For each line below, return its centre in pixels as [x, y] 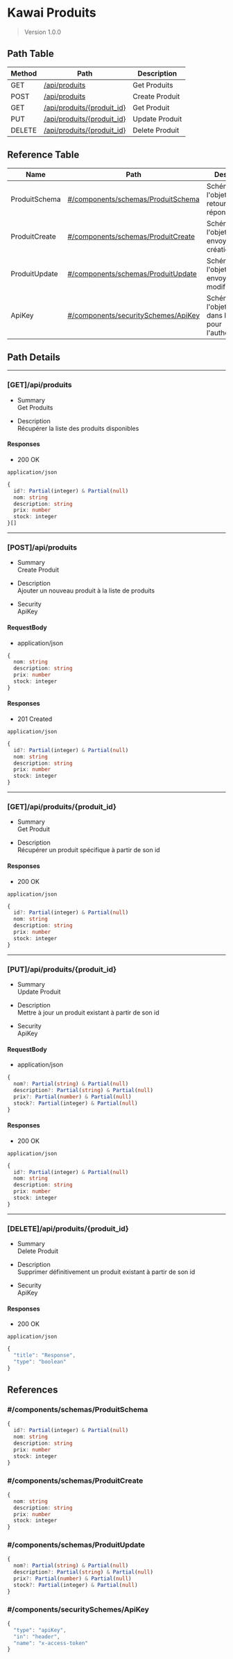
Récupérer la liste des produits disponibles [78, 428]
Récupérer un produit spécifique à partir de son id [89, 850]
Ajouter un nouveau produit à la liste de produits [86, 590]
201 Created [35, 719]
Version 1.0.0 [42, 32]
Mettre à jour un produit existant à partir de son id [88, 1012]
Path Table [31, 54]
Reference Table [43, 155]
